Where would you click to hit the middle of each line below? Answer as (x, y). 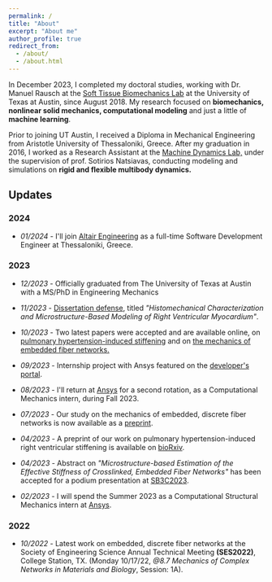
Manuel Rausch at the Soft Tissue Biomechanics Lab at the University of (129, 93)
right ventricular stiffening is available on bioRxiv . (102, 447)
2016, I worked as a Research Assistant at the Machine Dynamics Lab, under (136, 152)
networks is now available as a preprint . (86, 422)
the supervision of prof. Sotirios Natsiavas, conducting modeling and (123, 160)
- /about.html (39, 62)
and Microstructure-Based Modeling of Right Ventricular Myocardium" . (139, 316)
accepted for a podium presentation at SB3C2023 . (104, 480)
